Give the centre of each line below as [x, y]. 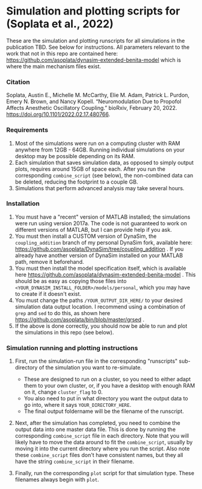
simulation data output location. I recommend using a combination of [100, 307]
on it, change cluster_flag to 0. [63, 392]
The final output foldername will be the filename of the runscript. [104, 411]
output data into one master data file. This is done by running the [95, 429]
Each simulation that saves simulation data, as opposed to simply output [104, 162]
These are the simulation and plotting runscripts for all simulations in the [96, 40]
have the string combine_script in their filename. [75, 462]
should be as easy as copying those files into [71, 281]
